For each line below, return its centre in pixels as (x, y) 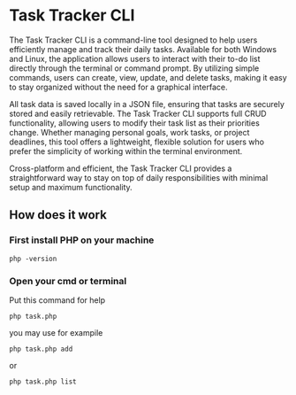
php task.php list (43, 382)
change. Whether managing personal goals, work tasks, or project (129, 132)
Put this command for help (57, 300)
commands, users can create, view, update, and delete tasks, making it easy (148, 77)
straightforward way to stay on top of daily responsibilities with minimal (139, 177)
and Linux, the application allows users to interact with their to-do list (135, 58)
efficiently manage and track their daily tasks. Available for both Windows (143, 49)
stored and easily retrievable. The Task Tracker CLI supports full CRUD (138, 113)
